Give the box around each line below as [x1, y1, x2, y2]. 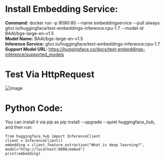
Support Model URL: [5, 46, 48, 52]
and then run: [5, 124, 33, 130]
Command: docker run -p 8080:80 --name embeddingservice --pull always [5, 20, 160, 26]
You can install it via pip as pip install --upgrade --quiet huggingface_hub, [5, 119, 156, 125]
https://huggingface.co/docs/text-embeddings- [48, 46, 146, 52]
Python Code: [5, 103, 63, 114]
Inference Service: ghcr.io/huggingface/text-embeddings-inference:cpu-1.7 [5, 41, 161, 47]
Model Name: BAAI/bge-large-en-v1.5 [5, 36, 83, 42]
